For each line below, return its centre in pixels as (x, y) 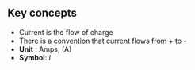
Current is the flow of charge (66, 32)
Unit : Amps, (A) (45, 49)
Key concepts (42, 13)
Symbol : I (35, 57)
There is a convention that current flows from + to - (103, 41)
